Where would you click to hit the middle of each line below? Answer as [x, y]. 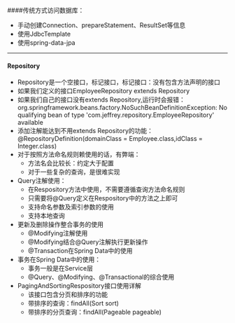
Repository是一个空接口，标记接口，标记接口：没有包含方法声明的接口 [119, 82]
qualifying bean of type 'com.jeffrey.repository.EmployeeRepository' [116, 115]
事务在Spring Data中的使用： [59, 260]
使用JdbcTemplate [44, 34]
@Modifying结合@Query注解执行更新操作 [88, 242]
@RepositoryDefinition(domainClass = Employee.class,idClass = [110, 139]
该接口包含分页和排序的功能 [68, 295]
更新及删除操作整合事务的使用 [60, 225]
